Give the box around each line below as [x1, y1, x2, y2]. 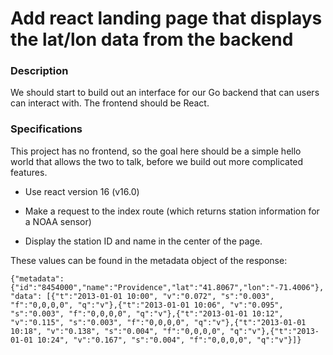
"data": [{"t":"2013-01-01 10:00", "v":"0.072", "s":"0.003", [10, 291, 275, 301]
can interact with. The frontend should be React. [10, 97, 210, 109]
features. [10, 166, 48, 178]
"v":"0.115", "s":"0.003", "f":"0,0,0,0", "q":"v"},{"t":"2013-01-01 [10, 317, 307, 327]
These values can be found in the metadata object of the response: [10, 254, 288, 266]
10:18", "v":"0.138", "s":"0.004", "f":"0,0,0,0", [10, 326, 226, 336]
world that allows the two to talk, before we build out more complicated [10, 155, 304, 167]
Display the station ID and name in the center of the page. [24, 235, 263, 247]
